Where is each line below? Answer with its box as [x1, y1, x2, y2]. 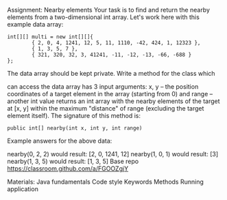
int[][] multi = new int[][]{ [7, 33, 94, 40]
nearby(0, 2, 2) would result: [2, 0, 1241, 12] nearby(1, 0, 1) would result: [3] [7, 150, 219, 158]
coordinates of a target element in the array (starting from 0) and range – [7, 90, 213, 98]
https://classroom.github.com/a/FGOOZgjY [7, 165, 129, 173]
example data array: [7, 20, 64, 28]
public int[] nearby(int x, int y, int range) [7, 125, 143, 132]
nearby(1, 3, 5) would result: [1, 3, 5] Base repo [7, 157, 139, 165]
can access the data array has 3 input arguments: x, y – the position [7, 83, 199, 91]
